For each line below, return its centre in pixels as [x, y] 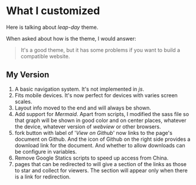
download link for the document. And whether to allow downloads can [100, 145]
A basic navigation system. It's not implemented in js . [79, 89]
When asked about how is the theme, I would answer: [71, 38]
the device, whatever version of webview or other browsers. [88, 126]
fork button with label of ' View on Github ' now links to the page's [94, 133]
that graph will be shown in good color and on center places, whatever [100, 120]
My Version [28, 75]
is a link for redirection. [43, 176]
